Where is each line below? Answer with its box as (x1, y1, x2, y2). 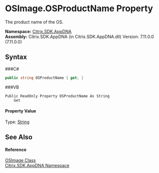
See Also (5, 133, 33, 141)
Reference (5, 147, 27, 153)
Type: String (5, 119, 30, 125)
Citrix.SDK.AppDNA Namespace (5, 163, 70, 169)
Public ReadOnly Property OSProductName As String (5, 94, 110, 98)
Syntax (5, 53, 27, 61)
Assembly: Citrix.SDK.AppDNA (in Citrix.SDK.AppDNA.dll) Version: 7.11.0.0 (5, 34, 154, 39)
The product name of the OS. (5, 19, 64, 25)
